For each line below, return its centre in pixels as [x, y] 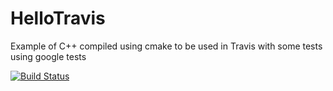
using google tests [48, 56]
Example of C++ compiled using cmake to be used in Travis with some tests [166, 46]
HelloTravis [58, 18]
